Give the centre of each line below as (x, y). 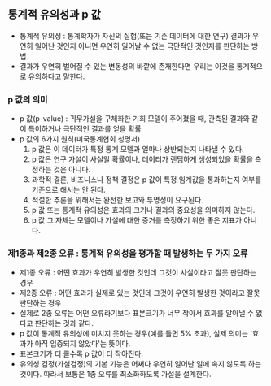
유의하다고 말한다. (57, 76)
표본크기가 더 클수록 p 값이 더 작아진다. (81, 354)
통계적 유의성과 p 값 (54, 15)
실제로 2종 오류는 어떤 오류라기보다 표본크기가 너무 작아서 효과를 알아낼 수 (136, 313)
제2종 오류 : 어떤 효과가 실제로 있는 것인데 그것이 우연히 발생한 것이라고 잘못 (140, 293)
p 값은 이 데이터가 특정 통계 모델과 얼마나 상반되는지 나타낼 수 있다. (138, 150)
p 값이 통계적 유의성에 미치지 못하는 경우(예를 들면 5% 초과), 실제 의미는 (134, 334)
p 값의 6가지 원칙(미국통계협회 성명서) (80, 139)
